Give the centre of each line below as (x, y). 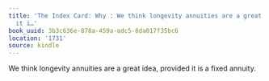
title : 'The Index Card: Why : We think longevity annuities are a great (135, 16)
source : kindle (34, 46)
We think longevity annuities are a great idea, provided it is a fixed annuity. (132, 68)
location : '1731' (38, 38)
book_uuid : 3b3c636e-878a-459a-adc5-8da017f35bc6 (94, 30)
